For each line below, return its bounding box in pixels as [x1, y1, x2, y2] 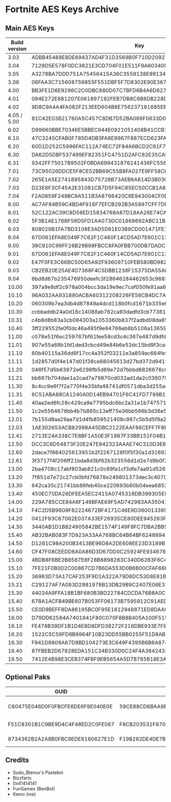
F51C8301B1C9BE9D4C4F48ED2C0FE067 [8, 721, 115, 728]
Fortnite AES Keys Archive [5, 4, 119, 15]
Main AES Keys [5, 24, 54, 33]
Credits [5, 756, 30, 764]
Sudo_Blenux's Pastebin [12, 769, 64, 776]
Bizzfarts [12, 775, 32, 781]
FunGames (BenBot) [12, 785, 55, 792]
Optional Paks [5, 673, 51, 681]
